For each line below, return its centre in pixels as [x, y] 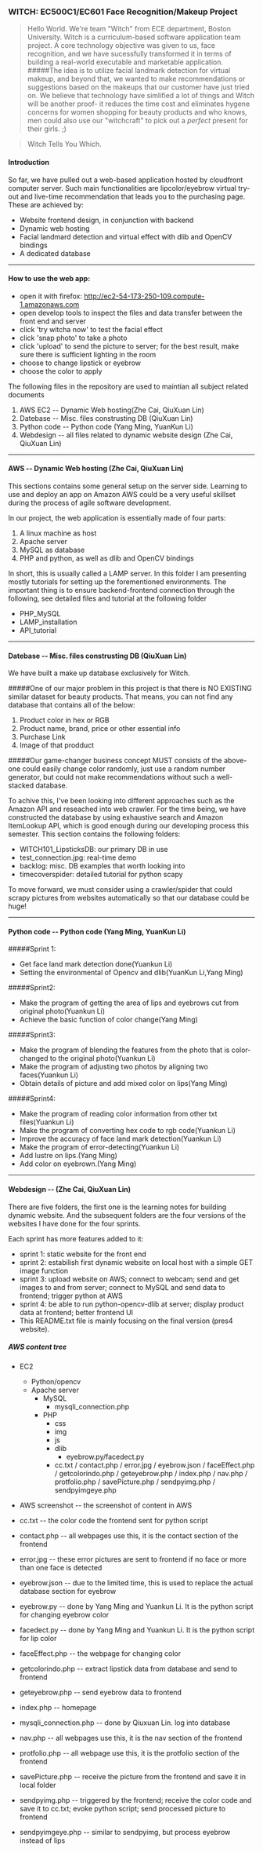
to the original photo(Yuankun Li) [103, 1058]
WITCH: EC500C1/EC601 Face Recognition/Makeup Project [123, 12]
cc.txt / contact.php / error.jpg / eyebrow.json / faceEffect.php [155, 1465]
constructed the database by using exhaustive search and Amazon [116, 817]
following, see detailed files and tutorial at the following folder [108, 598]
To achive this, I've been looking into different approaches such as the [121, 801]
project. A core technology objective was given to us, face [121, 46]
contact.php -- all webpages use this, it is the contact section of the [129, 1536]
